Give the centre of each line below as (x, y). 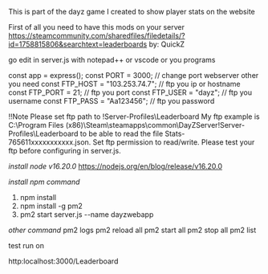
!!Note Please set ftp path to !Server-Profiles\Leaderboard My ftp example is (134, 117)
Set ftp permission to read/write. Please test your (174, 142)
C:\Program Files (36, 125)
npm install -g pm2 (51, 206)
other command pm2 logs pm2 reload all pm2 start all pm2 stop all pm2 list (132, 230)
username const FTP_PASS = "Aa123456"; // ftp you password (112, 101)
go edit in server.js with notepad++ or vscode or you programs (112, 60)
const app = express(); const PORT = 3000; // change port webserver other (134, 75)
